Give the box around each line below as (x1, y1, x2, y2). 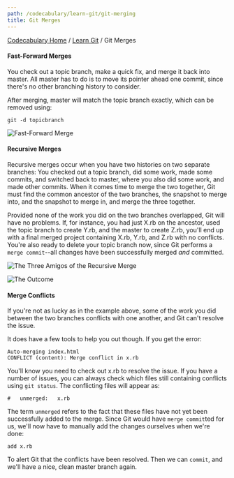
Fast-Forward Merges (7, 52, 72, 60)
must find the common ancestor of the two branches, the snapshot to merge (7, 190, 228, 198)
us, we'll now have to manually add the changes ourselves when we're (7, 422, 211, 431)
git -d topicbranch (7, 117, 64, 124)
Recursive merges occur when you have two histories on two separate (7, 160, 210, 168)
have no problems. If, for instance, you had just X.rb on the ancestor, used (7, 218, 221, 227)
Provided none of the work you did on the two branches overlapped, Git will (7, 211, 225, 219)
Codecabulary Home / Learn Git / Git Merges (7, 36, 136, 44)
